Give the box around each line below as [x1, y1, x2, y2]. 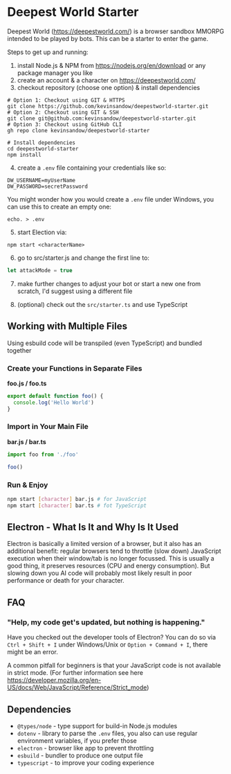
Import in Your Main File [7, 422, 89, 432]
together [7, 346, 32, 354]
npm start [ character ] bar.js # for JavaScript [7, 495, 147, 502]
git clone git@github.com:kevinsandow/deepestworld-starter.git [7, 115, 196, 122]
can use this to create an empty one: [7, 202, 112, 211]
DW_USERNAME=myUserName [7, 177, 76, 184]
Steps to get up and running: [7, 48, 89, 56]
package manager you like [17, 69, 93, 77]
